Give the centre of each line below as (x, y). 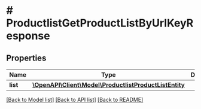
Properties (26, 58)
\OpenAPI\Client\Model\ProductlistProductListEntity (109, 85)
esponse (28, 36)
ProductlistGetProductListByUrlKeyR (100, 23)
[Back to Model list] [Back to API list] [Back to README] (75, 100)
